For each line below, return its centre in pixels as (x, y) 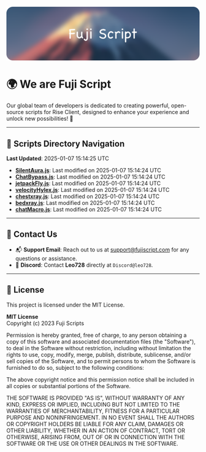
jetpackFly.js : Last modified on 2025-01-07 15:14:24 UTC (88, 183)
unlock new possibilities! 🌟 (40, 119)
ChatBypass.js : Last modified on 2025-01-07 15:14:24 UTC (90, 177)
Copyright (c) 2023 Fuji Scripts (45, 323)
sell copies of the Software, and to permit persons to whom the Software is (101, 361)
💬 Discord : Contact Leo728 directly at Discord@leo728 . (84, 265)
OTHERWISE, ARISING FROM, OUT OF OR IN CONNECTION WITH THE (96, 437)
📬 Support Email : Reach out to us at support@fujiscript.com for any (102, 250)
